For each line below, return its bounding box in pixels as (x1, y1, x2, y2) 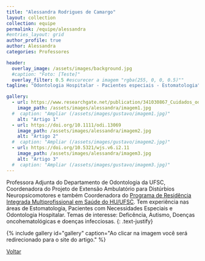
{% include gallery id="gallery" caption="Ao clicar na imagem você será (6, 229, 188, 237)
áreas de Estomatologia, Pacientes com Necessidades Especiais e (6, 204, 173, 211)
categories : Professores (6, 49, 70, 55)
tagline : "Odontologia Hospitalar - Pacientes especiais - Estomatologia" (6, 83, 201, 89)
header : (6, 59, 26, 66)
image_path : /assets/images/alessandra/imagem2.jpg (17, 128, 151, 134)
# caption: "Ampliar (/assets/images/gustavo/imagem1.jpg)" (12, 111, 171, 117)
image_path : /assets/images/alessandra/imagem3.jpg (17, 150, 151, 156)
